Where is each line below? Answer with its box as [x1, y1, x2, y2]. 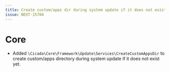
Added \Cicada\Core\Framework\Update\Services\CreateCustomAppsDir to [12, 50, 165, 56]
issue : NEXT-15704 [5, 12, 44, 17]
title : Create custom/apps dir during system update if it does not [5, 7, 153, 13]
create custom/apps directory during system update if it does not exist [12, 56, 160, 62]
